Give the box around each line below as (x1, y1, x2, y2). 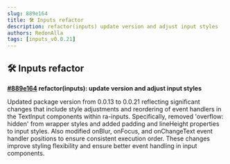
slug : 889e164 (7, 10, 48, 17)
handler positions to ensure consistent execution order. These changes (7, 134, 210, 143)
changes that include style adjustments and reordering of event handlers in (7, 104, 222, 113)
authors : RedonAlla (7, 29, 64, 37)
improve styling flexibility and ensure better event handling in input (7, 141, 197, 149)
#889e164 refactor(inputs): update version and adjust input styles (7, 84, 202, 92)
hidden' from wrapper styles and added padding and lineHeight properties (7, 119, 220, 128)
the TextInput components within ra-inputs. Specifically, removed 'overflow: (7, 112, 224, 120)
